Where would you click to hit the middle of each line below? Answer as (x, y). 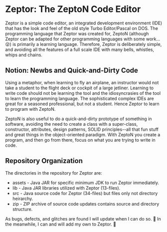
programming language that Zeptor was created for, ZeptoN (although (77, 33)
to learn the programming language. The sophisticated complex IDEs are (80, 98)
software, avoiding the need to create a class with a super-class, (72, 124)
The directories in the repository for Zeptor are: (54, 173)
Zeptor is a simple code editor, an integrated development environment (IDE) (84, 23)
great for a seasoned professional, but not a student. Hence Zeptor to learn (82, 104)
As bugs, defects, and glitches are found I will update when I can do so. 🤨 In (83, 219)
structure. (22, 209)
